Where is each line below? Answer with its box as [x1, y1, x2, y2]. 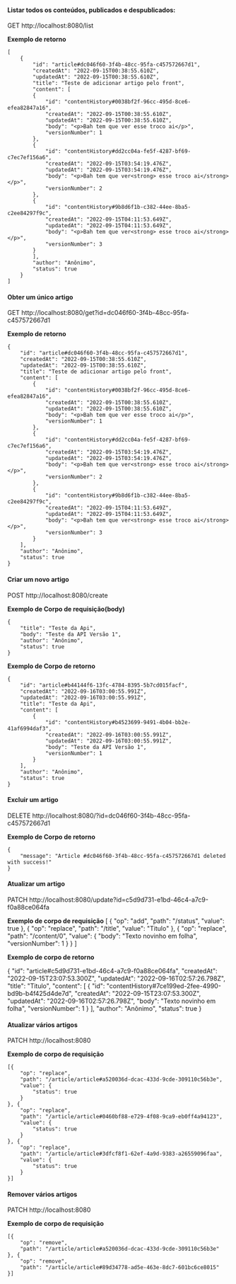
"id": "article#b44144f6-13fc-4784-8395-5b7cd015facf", [20, 682, 189, 689]
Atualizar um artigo [7, 880, 66, 888]
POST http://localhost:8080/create [7, 591, 108, 600]
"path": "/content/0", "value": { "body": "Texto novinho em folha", [7, 932, 198, 941]
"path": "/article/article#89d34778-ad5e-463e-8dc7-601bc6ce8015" [20, 1264, 220, 1271]
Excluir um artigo [7, 796, 59, 804]
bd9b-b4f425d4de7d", [7, 990, 73, 998]
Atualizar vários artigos [7, 1020, 78, 1029]
